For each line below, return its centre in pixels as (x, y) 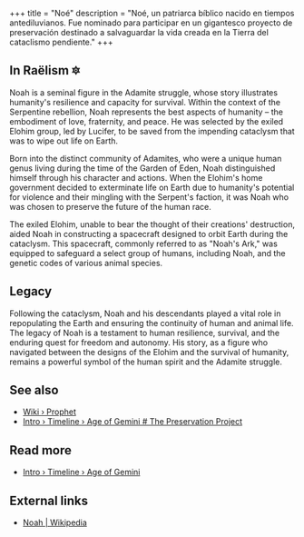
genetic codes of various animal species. (86, 263)
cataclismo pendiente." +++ (61, 42)
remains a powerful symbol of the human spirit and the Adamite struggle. (146, 362)
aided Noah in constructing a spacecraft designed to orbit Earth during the (149, 234)
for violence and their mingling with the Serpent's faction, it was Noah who (149, 197)
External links (49, 500)
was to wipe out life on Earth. (64, 141)
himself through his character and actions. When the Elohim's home (136, 177)
